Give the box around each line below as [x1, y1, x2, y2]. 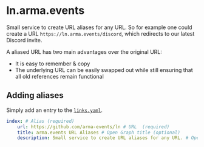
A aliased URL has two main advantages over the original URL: [6, 48, 163, 55]
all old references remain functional [15, 73, 104, 80]
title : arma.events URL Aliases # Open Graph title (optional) [17, 129, 181, 136]
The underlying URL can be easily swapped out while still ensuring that [15, 66, 193, 73]
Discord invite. [6, 36, 42, 44]
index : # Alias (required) [6, 118, 75, 124]
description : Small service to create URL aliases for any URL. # [17, 135, 189, 141]
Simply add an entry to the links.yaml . [6, 106, 103, 114]
